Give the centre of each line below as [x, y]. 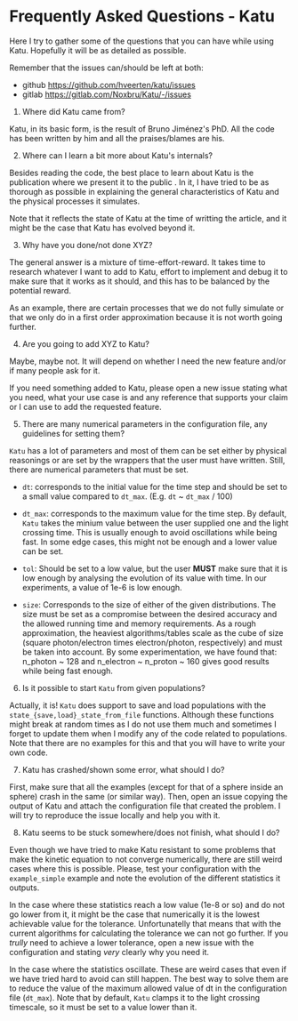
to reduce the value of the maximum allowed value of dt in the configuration [148, 988]
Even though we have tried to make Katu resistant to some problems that [142, 849]
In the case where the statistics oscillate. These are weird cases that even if [148, 969]
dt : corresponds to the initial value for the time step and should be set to [154, 486]
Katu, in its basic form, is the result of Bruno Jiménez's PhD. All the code [142, 129]
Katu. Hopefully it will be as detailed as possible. [98, 50]
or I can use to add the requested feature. [85, 406]
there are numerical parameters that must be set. [99, 470]
